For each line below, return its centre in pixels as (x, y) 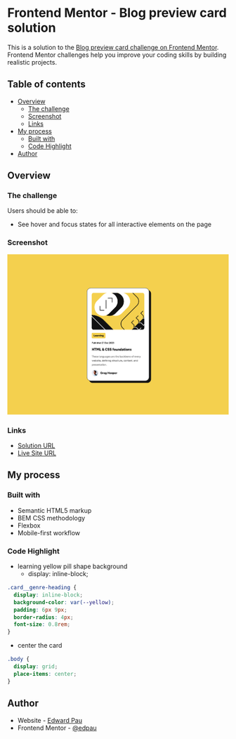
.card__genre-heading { (42, 588)
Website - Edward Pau (50, 720)
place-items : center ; (45, 674)
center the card (40, 646)
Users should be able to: (43, 211)
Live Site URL (37, 453)
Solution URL (36, 446)
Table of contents (46, 85)
